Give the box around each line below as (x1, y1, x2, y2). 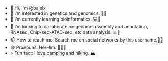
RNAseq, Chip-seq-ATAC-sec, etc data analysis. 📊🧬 (10, 29, 121, 35)
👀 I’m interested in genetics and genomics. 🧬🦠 (10, 10, 107, 16)
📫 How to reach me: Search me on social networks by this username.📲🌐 (10, 37, 163, 43)
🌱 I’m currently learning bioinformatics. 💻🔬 (10, 16, 101, 22)
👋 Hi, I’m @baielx (10, 5, 46, 11)
